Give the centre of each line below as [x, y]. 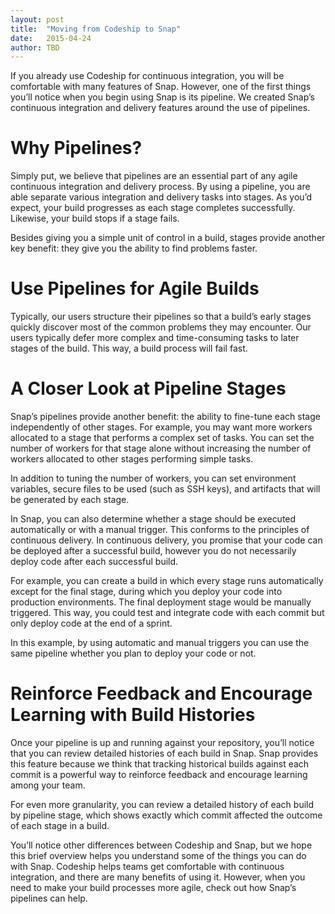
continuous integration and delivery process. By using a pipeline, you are [160, 187]
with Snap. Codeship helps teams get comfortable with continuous [147, 866]
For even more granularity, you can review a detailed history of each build [162, 804]
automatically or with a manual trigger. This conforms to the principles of [160, 530]
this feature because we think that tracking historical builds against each [160, 764]
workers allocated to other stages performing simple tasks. [132, 459]
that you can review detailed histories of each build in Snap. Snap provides [164, 753]
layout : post [37, 19]
